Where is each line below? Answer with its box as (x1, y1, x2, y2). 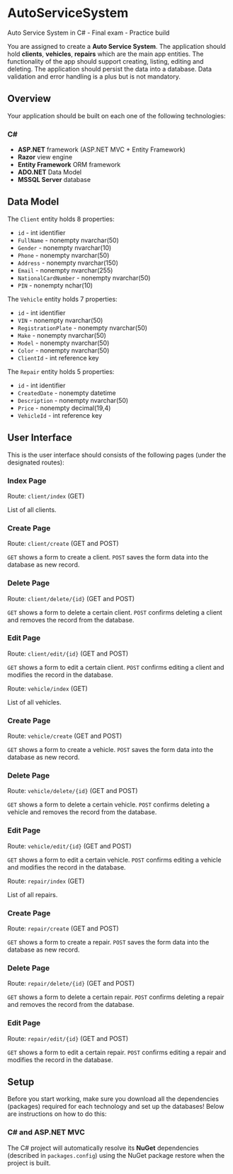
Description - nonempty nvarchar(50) (17, 396, 129, 404)
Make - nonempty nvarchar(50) (17, 331, 106, 339)
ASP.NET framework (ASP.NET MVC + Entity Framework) (17, 145, 186, 154)
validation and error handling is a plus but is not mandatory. (7, 72, 181, 81)
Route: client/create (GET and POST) (7, 540, 119, 548)
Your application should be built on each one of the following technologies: (7, 111, 226, 120)
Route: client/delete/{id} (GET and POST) (7, 594, 135, 603)
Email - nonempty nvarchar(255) (17, 266, 113, 274)
